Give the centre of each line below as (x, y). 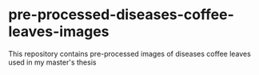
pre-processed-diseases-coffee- (121, 15)
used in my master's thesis (52, 62)
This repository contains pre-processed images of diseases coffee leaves (130, 53)
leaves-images (59, 32)
